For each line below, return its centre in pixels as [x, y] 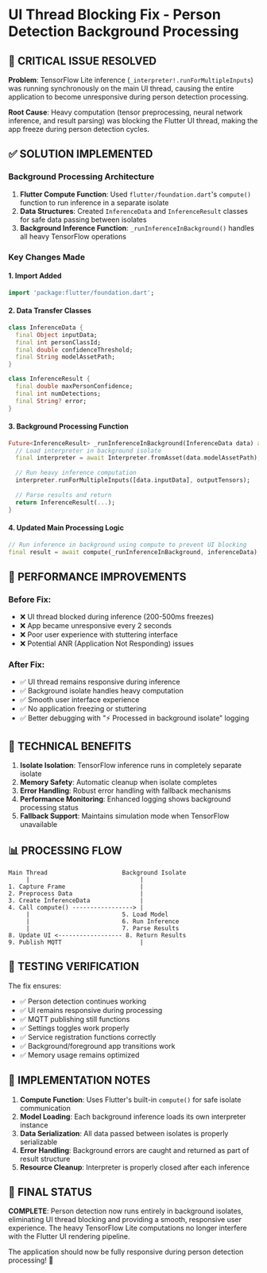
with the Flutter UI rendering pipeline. [69, 1236]
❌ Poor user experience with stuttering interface [99, 635]
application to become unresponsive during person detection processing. [128, 97]
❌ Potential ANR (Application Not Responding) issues [107, 644]
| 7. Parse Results [103, 929]
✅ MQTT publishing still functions [75, 1019]
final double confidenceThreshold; [74, 350]
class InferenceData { [46, 328]
